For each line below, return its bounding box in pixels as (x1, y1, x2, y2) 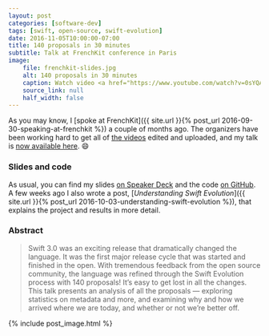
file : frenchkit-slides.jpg (22, 64, 116, 72)
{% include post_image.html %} (8, 318, 113, 328)
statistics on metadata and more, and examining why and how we (27, 294, 244, 304)
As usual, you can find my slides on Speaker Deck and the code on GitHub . (8, 180, 256, 189)
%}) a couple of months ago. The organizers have (94, 124, 259, 134)
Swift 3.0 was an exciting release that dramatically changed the (27, 243, 238, 253)
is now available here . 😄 (8, 141, 90, 151)
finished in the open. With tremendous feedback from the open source (27, 260, 261, 269)
